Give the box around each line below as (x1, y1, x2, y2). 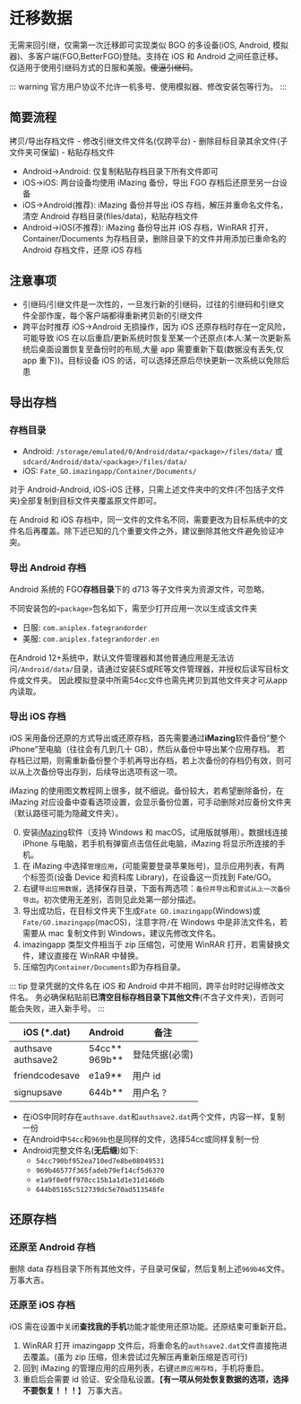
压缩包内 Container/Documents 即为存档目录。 (21, 961, 185, 972)
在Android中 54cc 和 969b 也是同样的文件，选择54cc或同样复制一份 (21, 1133, 260, 1145)
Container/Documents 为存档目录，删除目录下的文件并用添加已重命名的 (21, 233, 287, 243)
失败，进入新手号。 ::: (24, 1003, 106, 1014)
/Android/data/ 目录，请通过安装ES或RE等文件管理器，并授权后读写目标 (17, 663, 282, 674)
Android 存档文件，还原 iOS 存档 (21, 244, 142, 255)
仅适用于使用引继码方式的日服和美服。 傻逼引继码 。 (9, 62, 198, 73)
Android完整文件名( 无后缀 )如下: (21, 1145, 139, 1155)
